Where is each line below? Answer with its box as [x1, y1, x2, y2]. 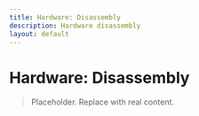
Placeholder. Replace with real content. [30, 97, 175, 107]
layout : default [9, 29, 69, 38]
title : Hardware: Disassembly [9, 12, 122, 22]
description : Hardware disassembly [9, 21, 141, 30]
